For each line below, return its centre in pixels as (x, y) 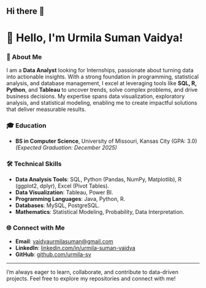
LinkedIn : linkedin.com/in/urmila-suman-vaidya (75, 248)
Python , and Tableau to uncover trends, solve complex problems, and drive (102, 89)
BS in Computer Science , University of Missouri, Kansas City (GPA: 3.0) (106, 141)
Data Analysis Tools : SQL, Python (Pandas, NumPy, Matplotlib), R (98, 180)
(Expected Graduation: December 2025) (66, 148)
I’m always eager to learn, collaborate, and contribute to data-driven (93, 272)
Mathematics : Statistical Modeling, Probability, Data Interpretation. (100, 212)
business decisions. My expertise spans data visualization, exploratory (96, 96)
